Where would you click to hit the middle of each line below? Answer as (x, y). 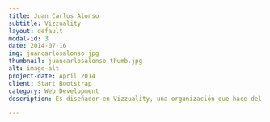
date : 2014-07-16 (38, 46)
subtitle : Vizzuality (45, 23)
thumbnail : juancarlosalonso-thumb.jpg (76, 61)
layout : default (36, 31)
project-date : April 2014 (52, 76)
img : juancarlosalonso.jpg (54, 53)
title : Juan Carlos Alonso (54, 16)
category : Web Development (54, 91)
